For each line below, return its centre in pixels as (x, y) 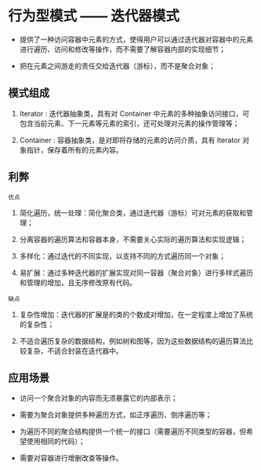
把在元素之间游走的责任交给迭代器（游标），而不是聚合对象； (117, 66)
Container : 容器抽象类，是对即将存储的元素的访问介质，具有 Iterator (130, 140)
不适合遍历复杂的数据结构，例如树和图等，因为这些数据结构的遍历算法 (133, 341)
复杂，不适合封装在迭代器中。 (74, 351)
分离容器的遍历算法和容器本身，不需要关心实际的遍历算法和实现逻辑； (133, 239)
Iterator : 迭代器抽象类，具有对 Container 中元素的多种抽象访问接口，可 (134, 113)
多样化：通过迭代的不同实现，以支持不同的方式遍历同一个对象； (122, 255)
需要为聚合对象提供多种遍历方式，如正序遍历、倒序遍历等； (116, 415)
